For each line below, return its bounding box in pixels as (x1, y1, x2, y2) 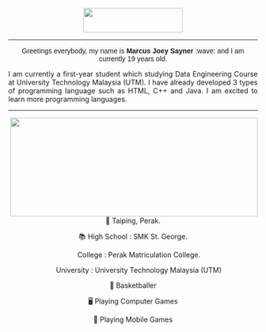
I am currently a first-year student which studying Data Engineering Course (8, 70, 258, 78)
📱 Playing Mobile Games (93, 315, 173, 324)
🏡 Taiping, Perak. (105, 216, 161, 225)
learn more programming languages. (8, 95, 127, 104)
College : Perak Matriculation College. (77, 250, 200, 259)
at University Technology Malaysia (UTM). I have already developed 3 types (8, 77, 258, 87)
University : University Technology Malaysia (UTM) (55, 266, 222, 274)
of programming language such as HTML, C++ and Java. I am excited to (8, 86, 258, 95)
